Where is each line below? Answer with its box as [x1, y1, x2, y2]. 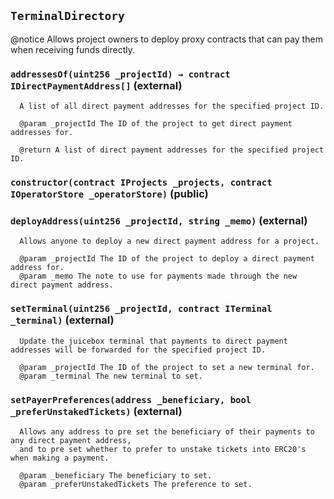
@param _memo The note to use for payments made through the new [19, 271, 298, 282]
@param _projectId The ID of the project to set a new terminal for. [19, 362, 315, 372]
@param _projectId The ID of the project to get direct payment [19, 119, 293, 129]
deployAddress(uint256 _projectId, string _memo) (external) [10, 213, 308, 227]
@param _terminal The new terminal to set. [19, 371, 203, 381]
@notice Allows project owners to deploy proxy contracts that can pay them [10, 33, 323, 45]
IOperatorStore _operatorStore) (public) [10, 187, 209, 201]
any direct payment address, [10, 435, 132, 445]
